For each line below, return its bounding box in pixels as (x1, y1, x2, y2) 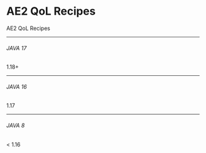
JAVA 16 (6, 83, 28, 90)
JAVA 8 (6, 121, 25, 129)
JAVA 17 (6, 44, 27, 51)
